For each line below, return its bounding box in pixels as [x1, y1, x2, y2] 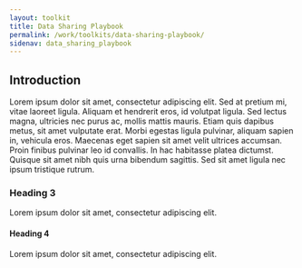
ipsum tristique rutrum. [9, 164, 95, 175]
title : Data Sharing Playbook [9, 22, 124, 31]
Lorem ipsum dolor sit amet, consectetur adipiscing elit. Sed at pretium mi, [9, 96, 287, 107]
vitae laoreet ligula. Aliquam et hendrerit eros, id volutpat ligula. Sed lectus [9, 106, 287, 117]
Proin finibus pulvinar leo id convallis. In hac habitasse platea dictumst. [9, 144, 274, 155]
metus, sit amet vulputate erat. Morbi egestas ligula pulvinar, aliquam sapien [9, 125, 294, 136]
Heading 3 [9, 186, 56, 199]
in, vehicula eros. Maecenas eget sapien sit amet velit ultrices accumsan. [9, 135, 283, 146]
